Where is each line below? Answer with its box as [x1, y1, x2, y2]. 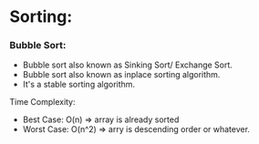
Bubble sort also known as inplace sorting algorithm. [22, 69, 221, 80]
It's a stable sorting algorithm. [22, 79, 135, 90]
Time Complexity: [9, 97, 76, 108]
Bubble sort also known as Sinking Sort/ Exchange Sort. [22, 59, 233, 70]
